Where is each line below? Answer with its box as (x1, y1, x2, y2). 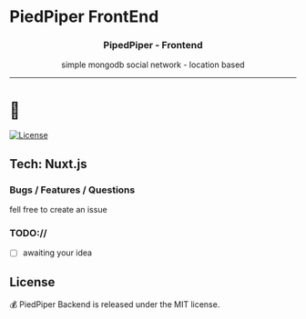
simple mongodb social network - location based (61, 59, 245, 70)
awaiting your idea (22, 247, 93, 258)
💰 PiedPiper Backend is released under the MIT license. (9, 299, 220, 310)
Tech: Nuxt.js (9, 156, 88, 172)
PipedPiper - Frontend (103, 39, 203, 52)
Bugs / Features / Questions (9, 184, 136, 196)
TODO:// (9, 227, 47, 240)
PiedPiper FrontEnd (9, 6, 159, 27)
